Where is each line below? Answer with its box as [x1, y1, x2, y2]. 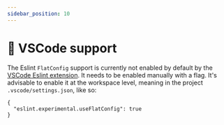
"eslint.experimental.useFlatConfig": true [13, 105, 142, 112]
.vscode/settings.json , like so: [7, 85, 97, 94]
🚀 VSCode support [7, 40, 117, 56]
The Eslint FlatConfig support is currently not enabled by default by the [7, 64, 213, 72]
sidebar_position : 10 [7, 10, 70, 17]
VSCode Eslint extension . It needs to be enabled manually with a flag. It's [7, 71, 218, 79]
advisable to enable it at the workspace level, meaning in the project [7, 78, 204, 87]
